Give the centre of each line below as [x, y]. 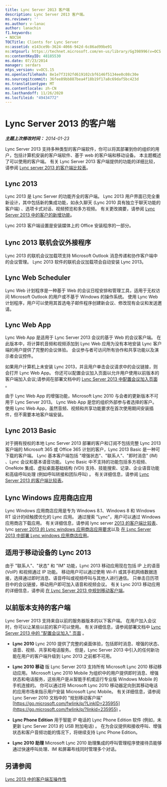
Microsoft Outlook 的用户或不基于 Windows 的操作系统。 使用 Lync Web [84, 296]
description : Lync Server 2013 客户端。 [46, 14]
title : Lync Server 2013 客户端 [38, 10]
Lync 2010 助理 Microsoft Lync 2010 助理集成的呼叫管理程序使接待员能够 [87, 743]
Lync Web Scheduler [38, 278]
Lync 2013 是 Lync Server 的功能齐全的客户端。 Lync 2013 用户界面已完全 [80, 196]
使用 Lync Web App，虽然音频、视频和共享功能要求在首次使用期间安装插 [80, 408]
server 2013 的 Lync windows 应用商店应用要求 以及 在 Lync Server [83, 529]
